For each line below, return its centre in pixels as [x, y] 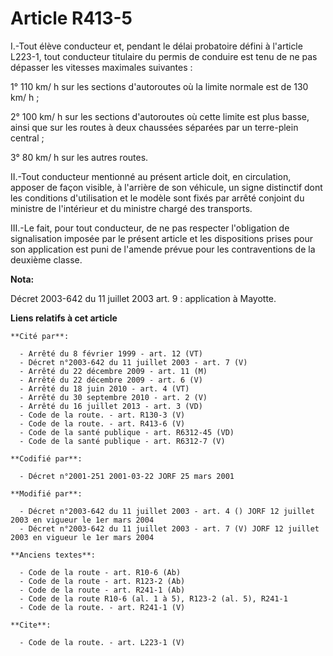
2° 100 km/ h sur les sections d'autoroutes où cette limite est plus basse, [160, 116]
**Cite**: [31, 625]
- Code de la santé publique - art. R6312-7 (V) [122, 441]
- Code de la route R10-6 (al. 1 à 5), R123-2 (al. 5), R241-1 [153, 598]
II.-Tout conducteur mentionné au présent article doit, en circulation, [151, 176]
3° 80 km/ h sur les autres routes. [79, 157]
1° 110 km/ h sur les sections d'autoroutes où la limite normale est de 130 [159, 86]
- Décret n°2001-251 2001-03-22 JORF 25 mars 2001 [127, 476]
